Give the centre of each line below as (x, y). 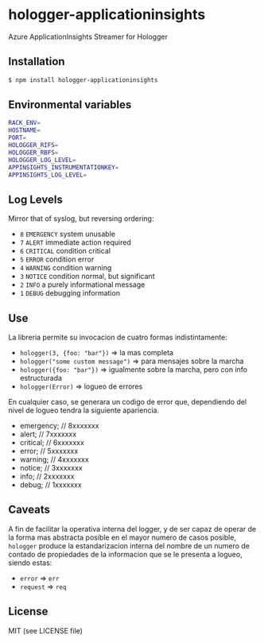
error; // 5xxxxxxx (49, 451)
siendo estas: (30, 563)
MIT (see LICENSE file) (46, 630)
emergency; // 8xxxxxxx (59, 426)
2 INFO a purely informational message (82, 285)
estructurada (41, 378)
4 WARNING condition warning (66, 268)
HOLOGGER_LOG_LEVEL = (43, 160)
